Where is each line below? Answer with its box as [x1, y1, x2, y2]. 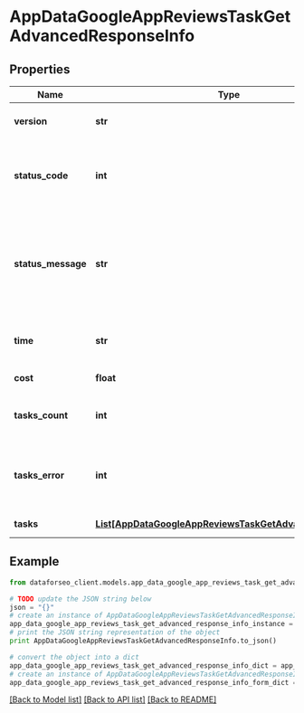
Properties [9, 62, 71, 77]
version [14, 115, 48, 128]
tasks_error [14, 469, 65, 481]
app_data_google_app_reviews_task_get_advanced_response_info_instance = [9, 620, 294, 629]
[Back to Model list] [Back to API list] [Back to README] [9, 694, 217, 705]
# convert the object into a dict [9, 652, 140, 661]
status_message [14, 258, 88, 270]
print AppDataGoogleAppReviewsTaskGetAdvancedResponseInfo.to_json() [9, 636, 278, 646]
